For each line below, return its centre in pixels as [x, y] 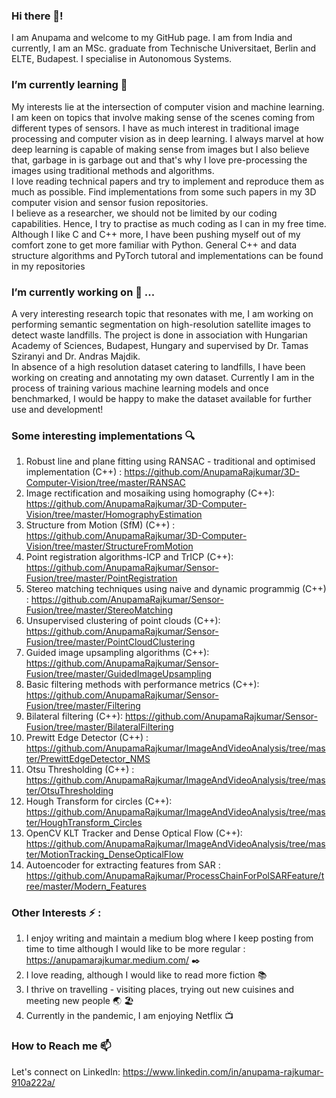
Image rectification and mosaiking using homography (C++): [150, 493]
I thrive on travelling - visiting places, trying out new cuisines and [160, 990]
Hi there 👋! [37, 16]
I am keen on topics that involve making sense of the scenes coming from [163, 117]
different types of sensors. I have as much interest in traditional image [155, 128]
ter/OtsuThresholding [69, 791]
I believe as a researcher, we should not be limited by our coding [144, 213]
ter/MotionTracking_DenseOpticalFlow [104, 855]
